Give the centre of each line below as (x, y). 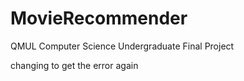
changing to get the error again (74, 65)
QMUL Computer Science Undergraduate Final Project (122, 46)
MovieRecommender (99, 18)
